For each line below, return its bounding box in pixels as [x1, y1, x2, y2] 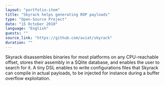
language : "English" [5, 26, 49, 31]
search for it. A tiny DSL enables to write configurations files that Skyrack [5, 64, 159, 70]
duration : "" [5, 40, 33, 45]
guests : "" [5, 31, 28, 36]
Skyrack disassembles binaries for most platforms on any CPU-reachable [5, 54, 159, 60]
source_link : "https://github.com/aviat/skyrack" [5, 36, 113, 41]
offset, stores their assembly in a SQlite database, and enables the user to [5, 59, 160, 65]
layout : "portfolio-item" [5, 7, 60, 13]
